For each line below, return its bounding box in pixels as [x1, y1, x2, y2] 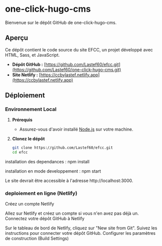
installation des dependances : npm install [5, 159, 90, 165]
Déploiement [5, 91, 45, 100]
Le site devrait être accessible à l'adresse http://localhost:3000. [5, 178, 133, 184]
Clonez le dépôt [12, 136, 45, 142]
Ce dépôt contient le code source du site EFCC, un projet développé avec [5, 46, 153, 52]
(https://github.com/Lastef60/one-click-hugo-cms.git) [12, 67, 121, 72]
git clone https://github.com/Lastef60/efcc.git [12, 145, 113, 150]
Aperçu [5, 34, 28, 42]
